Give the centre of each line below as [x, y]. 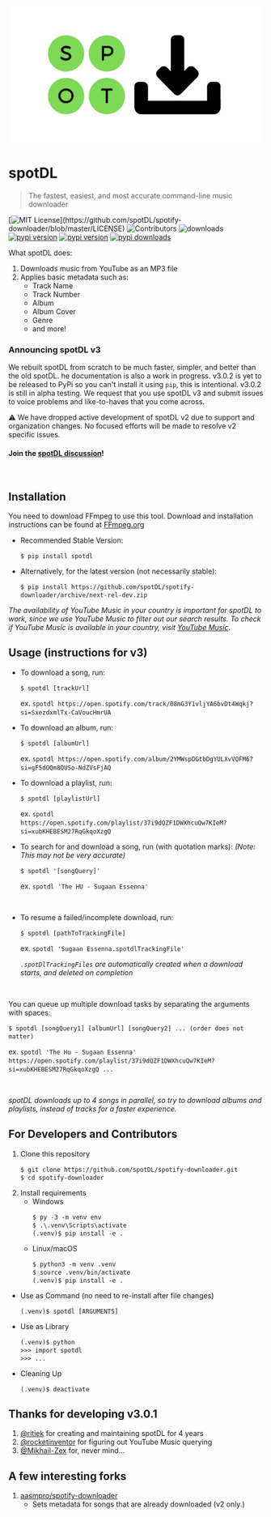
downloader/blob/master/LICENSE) [67, 228]
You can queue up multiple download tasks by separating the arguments [129, 1004]
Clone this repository [55, 1153]
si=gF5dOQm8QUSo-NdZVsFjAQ [66, 768]
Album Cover [54, 311]
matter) [21, 1036]
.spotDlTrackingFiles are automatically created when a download [131, 964]
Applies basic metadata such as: [74, 277]
